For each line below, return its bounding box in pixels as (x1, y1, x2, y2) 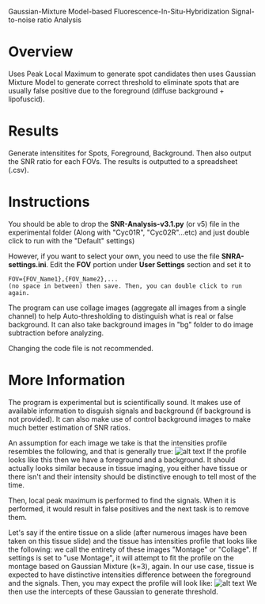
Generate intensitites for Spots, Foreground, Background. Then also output (8, 148, 252, 158)
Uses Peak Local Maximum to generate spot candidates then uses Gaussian (8, 69, 256, 78)
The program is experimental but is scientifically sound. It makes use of (8, 397, 241, 407)
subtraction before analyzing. (8, 328, 104, 338)
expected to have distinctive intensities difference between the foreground (8, 570, 252, 579)
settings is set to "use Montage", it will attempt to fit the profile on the (8, 552, 235, 562)
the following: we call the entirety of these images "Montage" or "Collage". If (8, 545, 258, 554)
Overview (8, 43, 74, 61)
